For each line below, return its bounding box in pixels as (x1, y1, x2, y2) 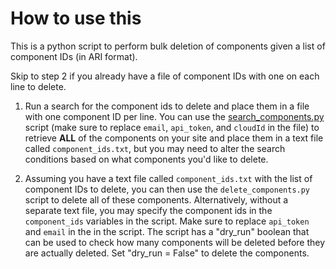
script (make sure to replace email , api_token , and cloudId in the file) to (24, 121, 320, 133)
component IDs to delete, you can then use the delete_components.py (24, 183, 311, 195)
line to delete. (10, 80, 67, 92)
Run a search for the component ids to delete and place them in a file (24, 100, 310, 112)
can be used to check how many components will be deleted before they (24, 236, 326, 248)
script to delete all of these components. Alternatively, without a (24, 193, 289, 206)
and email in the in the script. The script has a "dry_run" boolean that (24, 225, 310, 237)
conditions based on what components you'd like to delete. (24, 153, 269, 165)
